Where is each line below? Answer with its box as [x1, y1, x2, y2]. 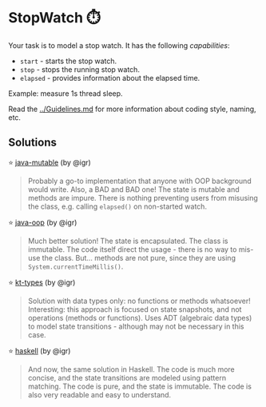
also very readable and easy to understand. [27, 389, 172, 399]
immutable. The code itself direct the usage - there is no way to [27, 244, 237, 254]
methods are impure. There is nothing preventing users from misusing [27, 193, 258, 202]
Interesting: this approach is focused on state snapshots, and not [27, 304, 242, 314]
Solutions [8, 136, 58, 150]
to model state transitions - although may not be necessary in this [27, 321, 244, 331]
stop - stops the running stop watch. [19, 64, 140, 74]
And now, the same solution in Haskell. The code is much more [27, 364, 235, 374]
